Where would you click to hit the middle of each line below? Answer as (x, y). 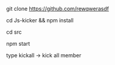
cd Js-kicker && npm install (40, 20)
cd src (14, 32)
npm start (18, 44)
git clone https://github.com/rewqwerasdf (57, 9)
